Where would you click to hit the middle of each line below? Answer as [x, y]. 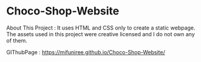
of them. [17, 40]
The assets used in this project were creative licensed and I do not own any [101, 34]
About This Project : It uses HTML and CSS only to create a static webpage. [101, 28]
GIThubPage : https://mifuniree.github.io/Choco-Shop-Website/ [86, 52]
